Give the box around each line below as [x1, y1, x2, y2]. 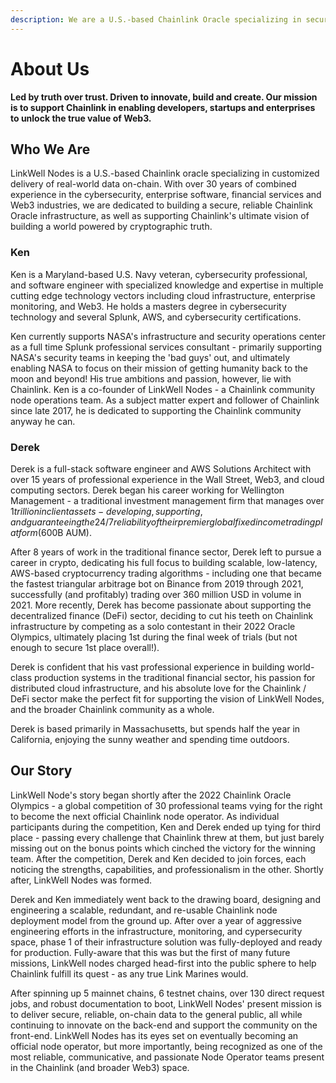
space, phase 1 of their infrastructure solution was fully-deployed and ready [10, 936, 323, 948]
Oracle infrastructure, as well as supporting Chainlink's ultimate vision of [10, 210, 310, 222]
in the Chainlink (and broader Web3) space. [10, 1061, 190, 1073]
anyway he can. [10, 415, 76, 427]
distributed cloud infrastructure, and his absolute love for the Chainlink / [10, 682, 307, 694]
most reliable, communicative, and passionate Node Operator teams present [10, 1051, 325, 1063]
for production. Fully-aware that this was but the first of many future [10, 946, 291, 958]
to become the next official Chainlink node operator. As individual [10, 810, 280, 822]
